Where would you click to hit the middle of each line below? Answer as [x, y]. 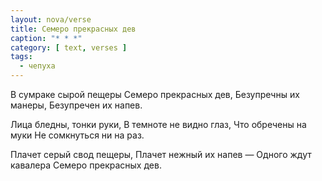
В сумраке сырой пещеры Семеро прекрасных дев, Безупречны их [155, 94]
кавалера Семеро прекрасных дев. [86, 165]
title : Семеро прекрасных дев [73, 29]
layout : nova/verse [51, 19]
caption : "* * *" [46, 38]
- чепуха [37, 66]
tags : [21, 57]
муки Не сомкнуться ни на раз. [77, 135]
